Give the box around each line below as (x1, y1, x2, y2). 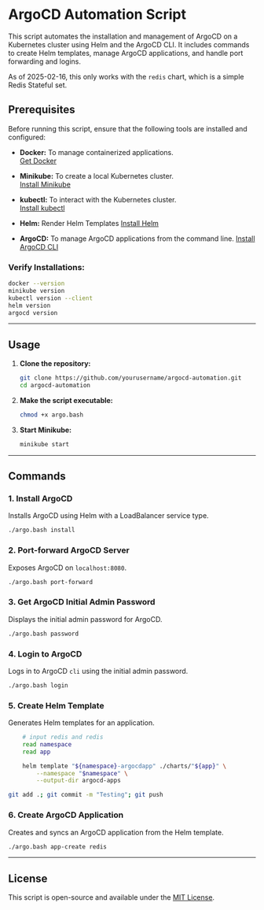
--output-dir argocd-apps (36, 777, 122, 785)
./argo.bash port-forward (8, 578, 93, 586)
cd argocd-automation (19, 382, 90, 390)
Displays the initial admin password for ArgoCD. (8, 614, 163, 623)
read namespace (22, 740, 72, 749)
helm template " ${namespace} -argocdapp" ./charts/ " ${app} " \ (22, 762, 226, 770)
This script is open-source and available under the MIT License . (8, 893, 214, 902)
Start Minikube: (19, 425, 72, 435)
